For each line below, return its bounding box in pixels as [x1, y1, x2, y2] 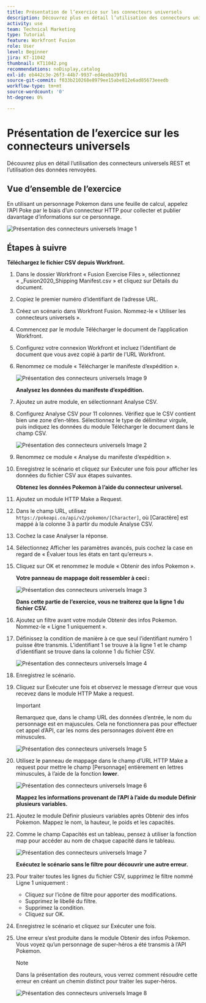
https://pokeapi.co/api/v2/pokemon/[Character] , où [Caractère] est [15, 514, 188, 521]
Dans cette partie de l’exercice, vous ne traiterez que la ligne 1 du [15, 598, 185, 605]
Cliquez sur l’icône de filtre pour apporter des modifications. [24, 891, 177, 898]
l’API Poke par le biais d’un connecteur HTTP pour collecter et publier [7, 206, 181, 214]
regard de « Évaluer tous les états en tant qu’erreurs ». [15, 551, 153, 558]
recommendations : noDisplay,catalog [7, 66, 100, 72]
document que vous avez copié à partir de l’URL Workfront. [15, 350, 166, 358]
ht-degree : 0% [7, 94, 43, 100]
